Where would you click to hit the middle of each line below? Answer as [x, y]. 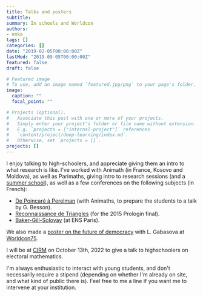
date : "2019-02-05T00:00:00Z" [45, 51]
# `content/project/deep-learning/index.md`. [68, 135]
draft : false [23, 68]
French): [17, 189]
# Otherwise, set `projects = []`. [54, 141]
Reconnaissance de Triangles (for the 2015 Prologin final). [87, 214]
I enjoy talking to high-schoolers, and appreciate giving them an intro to [95, 163]
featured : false [27, 62]
